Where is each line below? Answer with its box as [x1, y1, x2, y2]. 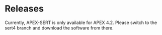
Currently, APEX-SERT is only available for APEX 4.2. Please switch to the [5, 19, 157, 25]
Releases [5, 3, 44, 14]
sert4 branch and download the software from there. [5, 24, 114, 30]
